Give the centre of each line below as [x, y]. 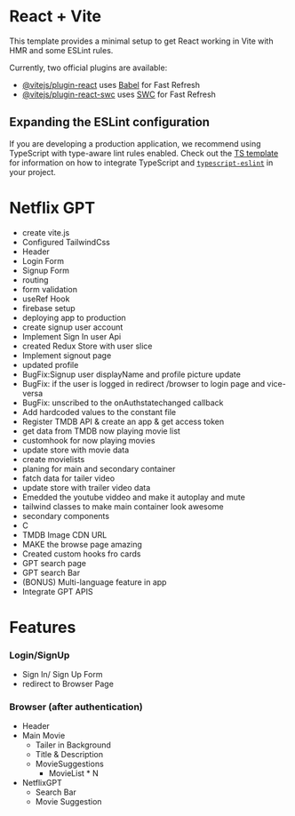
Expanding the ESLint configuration [110, 122]
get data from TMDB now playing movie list [101, 431]
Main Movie [44, 736]
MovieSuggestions [69, 764]
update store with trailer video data [86, 487]
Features [43, 627]
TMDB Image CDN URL [64, 534]
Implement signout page [67, 355]
